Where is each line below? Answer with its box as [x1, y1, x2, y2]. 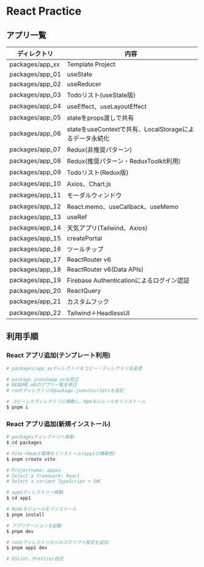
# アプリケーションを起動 [6, 523, 62, 529]
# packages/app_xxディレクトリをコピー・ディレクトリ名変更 [6, 365, 143, 371]
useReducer [66, 80, 102, 88]
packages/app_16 [9, 245, 61, 253]
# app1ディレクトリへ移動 [6, 489, 64, 496]
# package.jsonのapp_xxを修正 [6, 376, 79, 382]
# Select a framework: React [6, 473, 80, 479]
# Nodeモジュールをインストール [6, 506, 77, 512]
